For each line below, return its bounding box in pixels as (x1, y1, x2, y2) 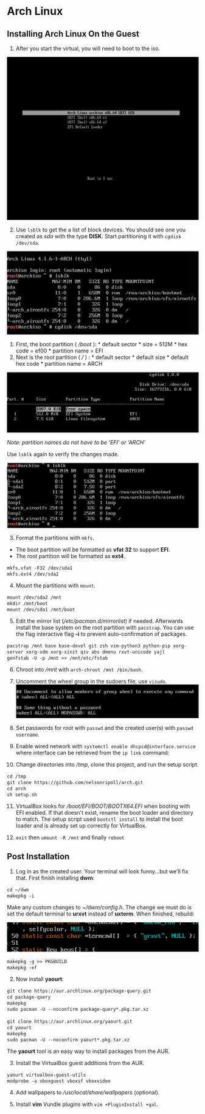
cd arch (7, 785, 27, 792)
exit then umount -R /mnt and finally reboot (15, 834, 125, 841)
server (7, 649, 24, 655)
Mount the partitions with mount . (15, 582, 96, 589)
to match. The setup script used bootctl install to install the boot (15, 815, 183, 823)
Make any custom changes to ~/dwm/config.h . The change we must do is (7, 903, 192, 911)
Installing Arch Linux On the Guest (7, 29, 139, 39)
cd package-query (7, 994, 51, 1000)
